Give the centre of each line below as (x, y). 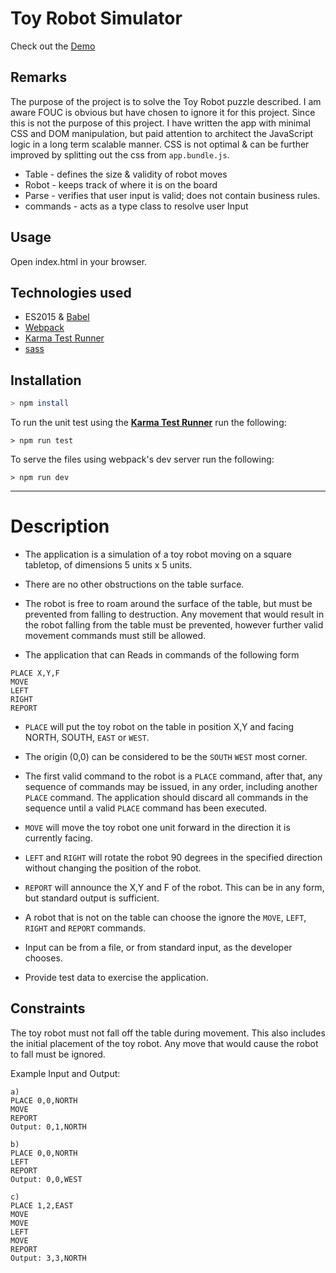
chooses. (43, 958)
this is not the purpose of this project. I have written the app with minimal (160, 123)
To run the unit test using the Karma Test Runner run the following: (148, 423)
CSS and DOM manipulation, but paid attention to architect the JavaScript (162, 133)
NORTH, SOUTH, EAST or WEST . (87, 737)
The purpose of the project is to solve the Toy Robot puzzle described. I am (166, 101)
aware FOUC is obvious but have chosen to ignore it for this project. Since (163, 112)
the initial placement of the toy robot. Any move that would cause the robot (164, 1043)
